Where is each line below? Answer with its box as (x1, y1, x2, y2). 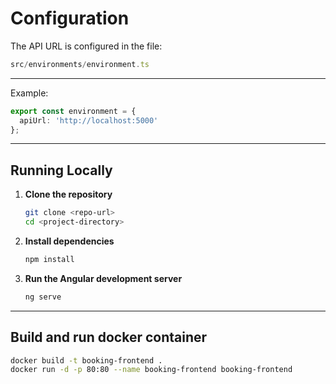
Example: (10, 87, 49, 99)
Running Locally (10, 162, 113, 179)
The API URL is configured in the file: (10, 40, 163, 52)
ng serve (24, 292, 62, 302)
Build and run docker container (10, 329, 208, 346)
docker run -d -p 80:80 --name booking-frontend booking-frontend (10, 365, 293, 375)
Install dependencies (24, 235, 115, 247)
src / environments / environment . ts (10, 59, 150, 69)
